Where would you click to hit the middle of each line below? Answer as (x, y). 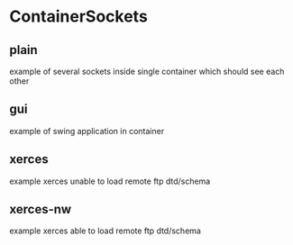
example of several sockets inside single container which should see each (147, 71)
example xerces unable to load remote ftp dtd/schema (110, 181)
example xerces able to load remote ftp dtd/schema (105, 231)
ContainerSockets (79, 17)
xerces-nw (41, 209)
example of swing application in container (87, 131)
